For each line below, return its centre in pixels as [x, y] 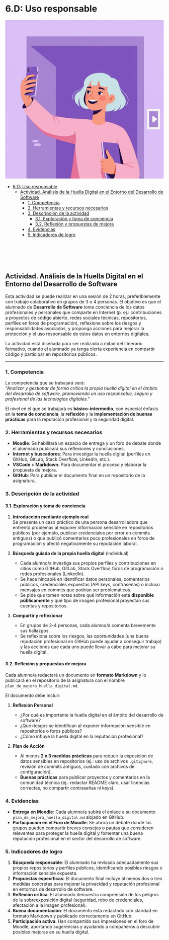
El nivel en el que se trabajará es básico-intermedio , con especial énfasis [82, 409]
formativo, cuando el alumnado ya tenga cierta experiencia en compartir [80, 349]
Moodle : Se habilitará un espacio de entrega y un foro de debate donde [87, 443]
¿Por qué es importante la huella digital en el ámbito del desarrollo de [92, 715]
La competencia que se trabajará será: [45, 383]
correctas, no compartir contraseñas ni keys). [67, 788]
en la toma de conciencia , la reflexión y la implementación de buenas [79, 414]
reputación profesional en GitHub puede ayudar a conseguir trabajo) [91, 642]
